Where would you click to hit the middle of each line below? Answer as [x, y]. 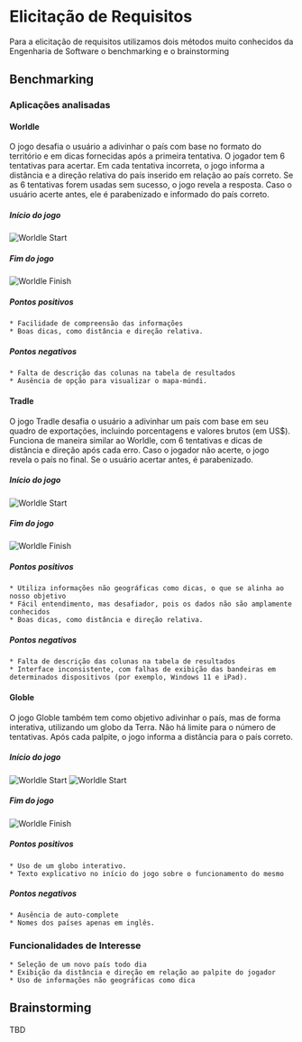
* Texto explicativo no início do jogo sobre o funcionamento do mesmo [146, 873]
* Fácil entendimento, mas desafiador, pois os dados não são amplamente [151, 604]
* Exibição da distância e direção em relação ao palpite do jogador [143, 972]
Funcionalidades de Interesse [75, 946]
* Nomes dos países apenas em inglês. [82, 923]
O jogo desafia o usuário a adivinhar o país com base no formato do [135, 147]
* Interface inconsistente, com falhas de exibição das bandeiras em [143, 670]
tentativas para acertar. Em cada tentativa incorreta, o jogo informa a [137, 166]
